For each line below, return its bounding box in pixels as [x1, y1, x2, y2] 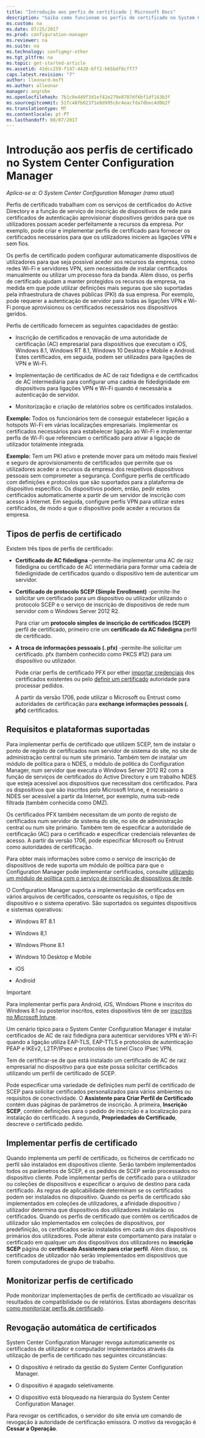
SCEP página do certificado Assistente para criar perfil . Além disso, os [6, 1245, 188, 1252]
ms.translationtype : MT [6, 105, 67, 112]
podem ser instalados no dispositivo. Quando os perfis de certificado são [6, 1193, 191, 1200]
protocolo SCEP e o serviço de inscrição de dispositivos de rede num [15, 601, 190, 608]
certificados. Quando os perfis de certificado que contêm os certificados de [6, 1213, 198, 1220]
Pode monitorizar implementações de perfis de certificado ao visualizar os [6, 1292, 194, 1299]
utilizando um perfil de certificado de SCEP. [6, 1069, 116, 1077]
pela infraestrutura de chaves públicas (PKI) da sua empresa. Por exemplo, [6, 291, 195, 298]
